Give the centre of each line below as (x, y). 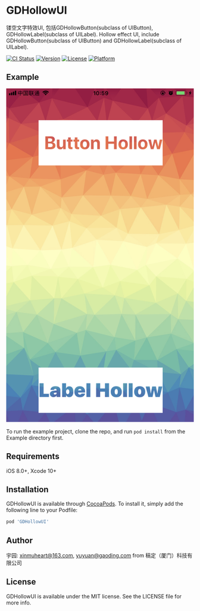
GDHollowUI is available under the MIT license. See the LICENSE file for (94, 596)
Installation (27, 489)
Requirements (33, 456)
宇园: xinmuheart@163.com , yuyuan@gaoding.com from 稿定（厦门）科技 (97, 556)
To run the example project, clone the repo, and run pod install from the (96, 431)
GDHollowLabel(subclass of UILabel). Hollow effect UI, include (83, 34)
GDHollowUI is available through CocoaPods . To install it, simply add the (95, 504)
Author (19, 540)
